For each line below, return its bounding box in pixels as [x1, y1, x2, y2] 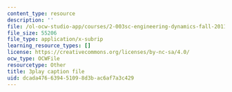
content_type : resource [7, 10, 76, 17]
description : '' [7, 17, 54, 24]
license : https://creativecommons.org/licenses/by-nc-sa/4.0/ [7, 49, 190, 56]
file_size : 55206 [7, 29, 57, 37]
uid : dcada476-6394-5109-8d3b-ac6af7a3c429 [7, 74, 135, 82]
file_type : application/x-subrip [7, 36, 104, 43]
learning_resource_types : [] [7, 42, 91, 49]
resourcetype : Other [7, 62, 67, 68]
